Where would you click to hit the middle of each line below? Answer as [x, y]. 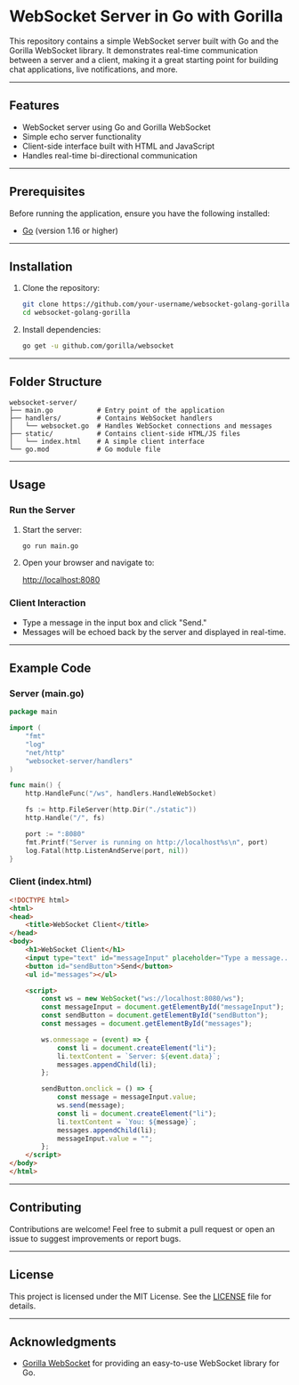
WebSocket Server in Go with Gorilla [146, 16]
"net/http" [45, 753]
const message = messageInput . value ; [127, 1097]
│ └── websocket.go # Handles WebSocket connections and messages [141, 426]
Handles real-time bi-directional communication [110, 155]
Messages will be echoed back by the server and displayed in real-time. [154, 632]
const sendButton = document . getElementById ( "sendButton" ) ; [155, 1016]
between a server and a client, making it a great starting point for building [144, 60]
